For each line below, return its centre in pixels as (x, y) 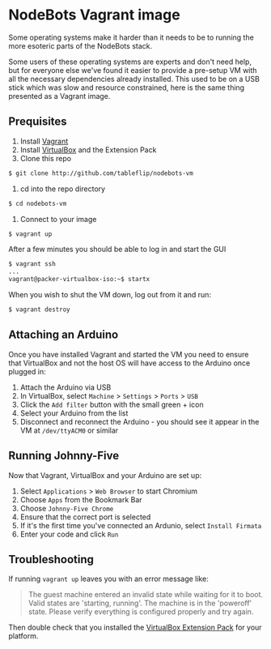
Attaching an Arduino (64, 335)
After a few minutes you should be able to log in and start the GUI (117, 250)
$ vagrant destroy (39, 310)
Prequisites (38, 122)
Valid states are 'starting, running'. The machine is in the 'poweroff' (140, 603)
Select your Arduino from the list (74, 413)
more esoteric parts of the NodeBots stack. (80, 45)
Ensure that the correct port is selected (85, 517)
